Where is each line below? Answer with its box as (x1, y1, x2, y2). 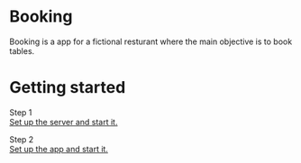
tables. (9, 45, 35, 56)
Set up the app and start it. (9, 143, 108, 154)
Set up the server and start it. (9, 116, 118, 127)
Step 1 (9, 106, 32, 118)
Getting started (9, 77, 126, 98)
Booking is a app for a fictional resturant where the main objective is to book (9, 36, 293, 47)
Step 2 (9, 133, 34, 145)
